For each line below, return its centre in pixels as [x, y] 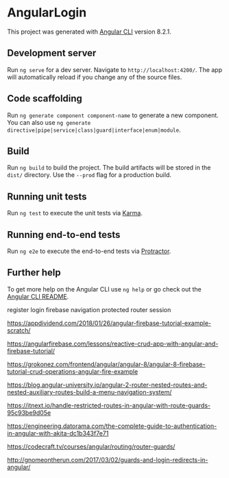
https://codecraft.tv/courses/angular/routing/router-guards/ [91, 446]
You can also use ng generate [49, 122]
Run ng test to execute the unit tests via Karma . [75, 213]
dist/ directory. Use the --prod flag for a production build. [89, 175]
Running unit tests [47, 196]
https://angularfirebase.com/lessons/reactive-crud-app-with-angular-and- [113, 344]
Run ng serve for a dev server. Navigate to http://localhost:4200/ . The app [115, 69]
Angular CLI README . [38, 296]
